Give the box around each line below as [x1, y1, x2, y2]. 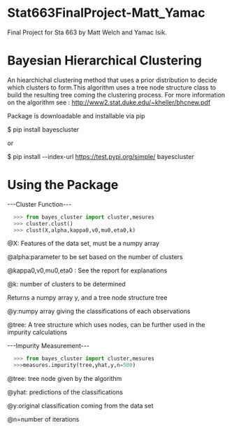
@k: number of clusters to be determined [7, 280, 126, 289]
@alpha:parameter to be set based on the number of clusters [7, 253, 183, 261]
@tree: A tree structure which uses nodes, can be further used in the [7, 321, 205, 329]
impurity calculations [7, 328, 68, 337]
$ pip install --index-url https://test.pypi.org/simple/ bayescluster [7, 152, 194, 160]
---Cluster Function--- [7, 200, 72, 208]
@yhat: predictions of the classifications [7, 388, 124, 396]
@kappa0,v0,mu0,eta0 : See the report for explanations [7, 266, 168, 275]
